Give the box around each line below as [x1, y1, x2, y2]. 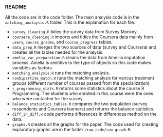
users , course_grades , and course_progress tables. [12, 39, 113, 45]
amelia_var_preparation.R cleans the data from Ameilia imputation [12, 55, 146, 61]
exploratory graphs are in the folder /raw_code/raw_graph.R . [12, 127, 132, 133]
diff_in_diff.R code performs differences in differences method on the [12, 111, 157, 117]
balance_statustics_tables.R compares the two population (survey [12, 101, 147, 107]
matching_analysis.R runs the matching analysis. [12, 70, 110, 76]
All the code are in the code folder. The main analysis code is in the [5, 15, 140, 20]
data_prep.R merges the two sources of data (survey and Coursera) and [12, 45, 157, 50]
